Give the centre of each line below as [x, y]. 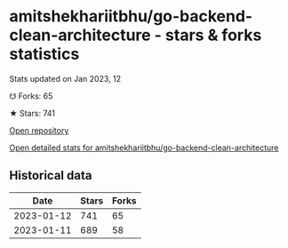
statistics [44, 54]
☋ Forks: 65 [31, 96]
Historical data [51, 176]
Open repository [39, 130]
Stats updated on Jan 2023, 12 [65, 78]
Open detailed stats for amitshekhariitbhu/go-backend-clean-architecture [144, 148]
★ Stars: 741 [32, 113]
